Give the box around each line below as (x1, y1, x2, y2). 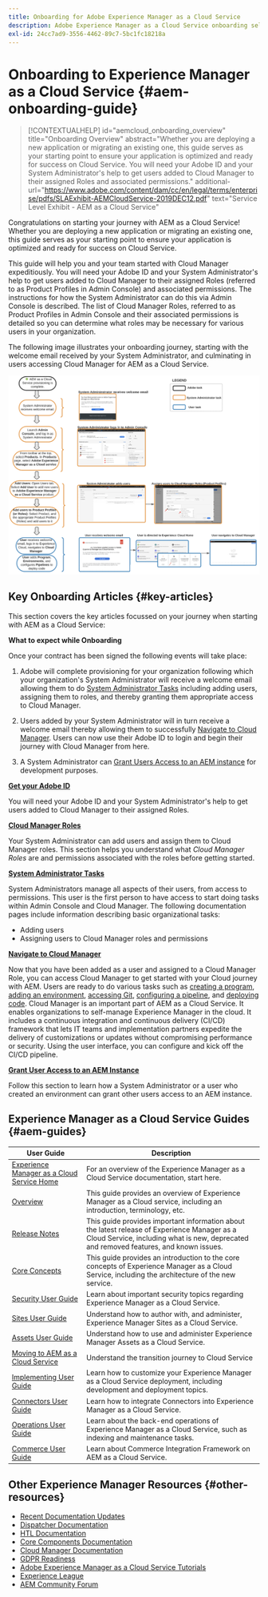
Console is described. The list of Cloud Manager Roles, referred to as (8, 301, 236, 311)
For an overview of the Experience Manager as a (86, 1164, 246, 1174)
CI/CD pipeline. (8, 1049, 58, 1059)
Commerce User (11, 1444, 66, 1454)
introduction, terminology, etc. (86, 1205, 185, 1214)
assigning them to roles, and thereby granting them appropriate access (19, 692, 254, 701)
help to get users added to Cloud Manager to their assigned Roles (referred (8, 276, 256, 286)
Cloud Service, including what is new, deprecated (86, 1233, 249, 1242)
